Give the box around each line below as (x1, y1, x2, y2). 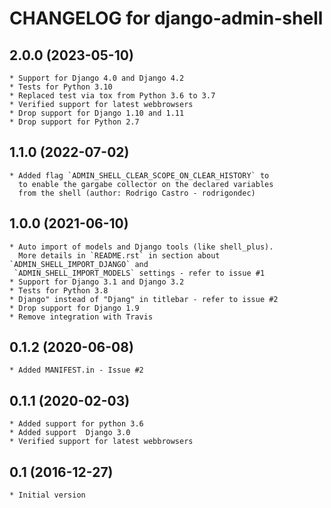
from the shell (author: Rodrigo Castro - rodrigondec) (18, 188, 256, 198)
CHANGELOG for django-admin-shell (9, 7, 324, 30)
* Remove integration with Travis (9, 312, 154, 322)
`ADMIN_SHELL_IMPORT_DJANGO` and (9, 259, 149, 269)
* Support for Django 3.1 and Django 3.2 (9, 277, 185, 287)
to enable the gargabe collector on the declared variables (18, 179, 274, 189)
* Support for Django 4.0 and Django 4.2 (9, 73, 185, 83)
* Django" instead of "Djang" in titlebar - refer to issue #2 (9, 294, 279, 304)
